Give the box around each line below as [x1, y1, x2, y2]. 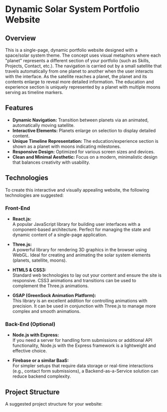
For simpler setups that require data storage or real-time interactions [12, 363, 154, 369]
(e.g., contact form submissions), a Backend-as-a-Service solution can [12, 368, 159, 374]
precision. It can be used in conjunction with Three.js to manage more [12, 303, 156, 309]
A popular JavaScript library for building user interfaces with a [12, 221, 141, 227]
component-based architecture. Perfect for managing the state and [12, 226, 151, 232]
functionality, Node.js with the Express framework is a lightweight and [12, 342, 156, 349]
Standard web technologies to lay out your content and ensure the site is [12, 272, 162, 278]
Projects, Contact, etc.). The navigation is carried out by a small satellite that [5, 63, 162, 69]
